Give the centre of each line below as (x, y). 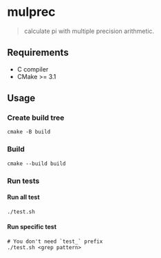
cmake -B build (29, 132)
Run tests (23, 181)
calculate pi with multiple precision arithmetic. (89, 31)
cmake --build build (37, 163)
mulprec (32, 12)
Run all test (23, 197)
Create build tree (36, 118)
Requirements (38, 53)
